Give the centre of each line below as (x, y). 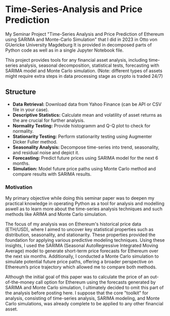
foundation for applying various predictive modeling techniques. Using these (85, 240)
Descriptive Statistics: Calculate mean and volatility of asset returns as (87, 115)
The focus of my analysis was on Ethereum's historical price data (73, 224)
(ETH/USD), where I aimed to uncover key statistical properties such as (79, 230)
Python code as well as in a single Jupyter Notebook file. (65, 50)
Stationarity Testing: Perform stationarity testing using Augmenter (82, 136)
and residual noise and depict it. (46, 152)
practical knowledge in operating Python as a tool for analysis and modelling (85, 204)
